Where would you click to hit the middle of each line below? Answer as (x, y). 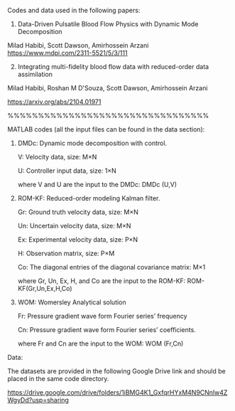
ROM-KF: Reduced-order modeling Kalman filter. (89, 198)
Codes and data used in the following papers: (74, 10)
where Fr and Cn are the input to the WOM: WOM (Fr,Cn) (100, 343)
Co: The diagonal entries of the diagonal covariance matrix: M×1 (111, 267)
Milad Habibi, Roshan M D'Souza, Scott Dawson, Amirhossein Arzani (108, 88)
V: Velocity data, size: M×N (57, 157)
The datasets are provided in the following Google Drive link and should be (116, 371)
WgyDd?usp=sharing (38, 400)
